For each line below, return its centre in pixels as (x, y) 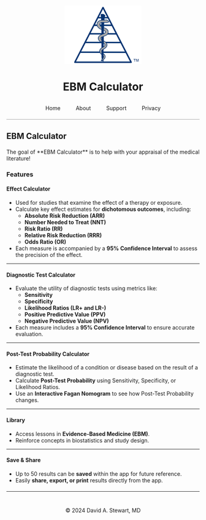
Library (16, 420)
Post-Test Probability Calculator (48, 354)
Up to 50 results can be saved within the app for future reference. (98, 474)
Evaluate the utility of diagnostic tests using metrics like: (86, 288)
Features (20, 174)
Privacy (151, 108)
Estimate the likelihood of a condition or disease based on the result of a (106, 368)
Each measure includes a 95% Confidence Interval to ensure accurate (105, 328)
